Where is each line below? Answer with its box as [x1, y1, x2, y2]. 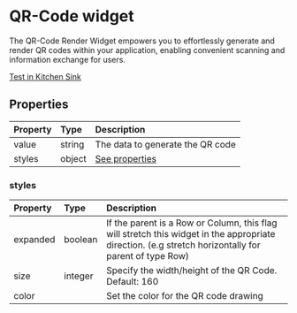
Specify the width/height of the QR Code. [105, 264, 278, 277]
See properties [95, 152, 157, 164]
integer [64, 270, 94, 282]
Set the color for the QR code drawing [105, 290, 263, 302]
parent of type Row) [105, 250, 190, 263]
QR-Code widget [9, 6, 134, 27]
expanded [13, 233, 56, 246]
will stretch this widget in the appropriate [105, 228, 276, 240]
